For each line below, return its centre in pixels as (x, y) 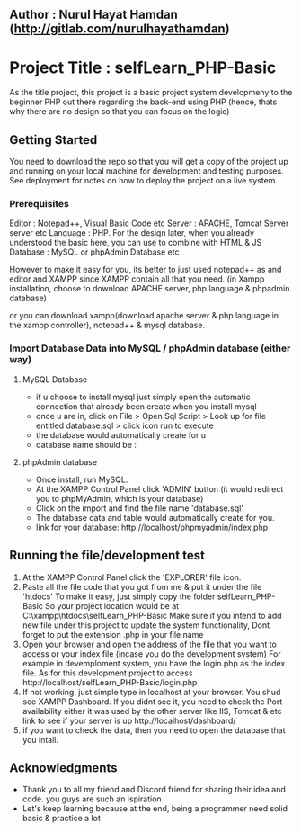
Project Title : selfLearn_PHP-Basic (143, 67)
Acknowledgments (64, 768)
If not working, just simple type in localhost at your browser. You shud (151, 692)
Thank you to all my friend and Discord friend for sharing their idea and (154, 790)
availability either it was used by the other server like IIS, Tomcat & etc (152, 711)
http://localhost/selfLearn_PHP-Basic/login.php (110, 682)
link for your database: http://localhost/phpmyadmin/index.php (152, 527)
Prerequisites (39, 204)
